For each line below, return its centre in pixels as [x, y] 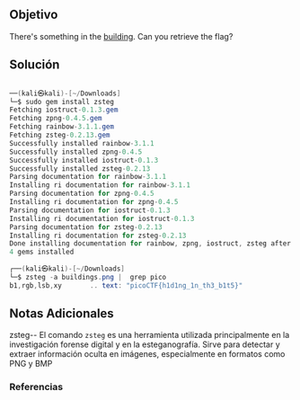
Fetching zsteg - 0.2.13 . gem [60, 135]
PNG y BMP [31, 364]
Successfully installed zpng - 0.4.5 [76, 152]
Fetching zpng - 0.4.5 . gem [56, 119]
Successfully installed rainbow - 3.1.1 [82, 143]
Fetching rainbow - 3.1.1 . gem [62, 127]
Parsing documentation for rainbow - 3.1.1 [88, 177]
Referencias [36, 387]
